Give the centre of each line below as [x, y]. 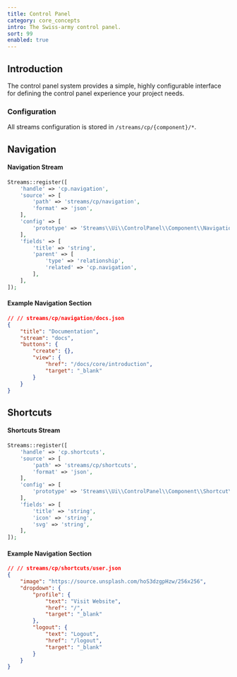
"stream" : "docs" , [47, 338]
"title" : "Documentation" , [60, 331]
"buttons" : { [39, 345]
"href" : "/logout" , [73, 640]
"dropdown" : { [41, 588]
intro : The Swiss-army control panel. [64, 27]
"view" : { [47, 358]
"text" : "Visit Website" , [83, 601]
